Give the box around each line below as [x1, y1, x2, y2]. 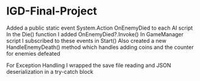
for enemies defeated [6, 50, 60, 57]
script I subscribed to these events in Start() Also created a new [6, 37, 166, 44]
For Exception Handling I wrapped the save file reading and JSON [6, 62, 171, 69]
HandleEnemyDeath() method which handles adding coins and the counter [6, 44, 194, 51]
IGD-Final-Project [6, 4, 98, 18]
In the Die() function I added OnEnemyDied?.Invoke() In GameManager [6, 30, 184, 37]
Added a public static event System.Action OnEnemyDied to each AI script [6, 24, 193, 31]
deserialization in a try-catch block [6, 68, 93, 75]
